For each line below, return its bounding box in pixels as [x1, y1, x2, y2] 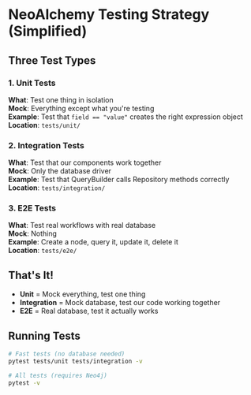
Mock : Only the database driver [8, 166, 112, 176]
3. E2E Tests [8, 203, 57, 214]
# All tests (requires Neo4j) [8, 371, 108, 379]
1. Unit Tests [8, 77, 56, 88]
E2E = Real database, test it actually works [19, 306, 159, 316]
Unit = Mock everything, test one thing [19, 289, 146, 299]
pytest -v [8, 378, 41, 387]
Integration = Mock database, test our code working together [19, 298, 221, 307]
